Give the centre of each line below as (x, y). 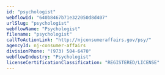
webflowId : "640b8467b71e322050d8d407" (57, 18)
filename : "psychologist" (39, 34)
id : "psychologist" (31, 12)
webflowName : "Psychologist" (43, 29)
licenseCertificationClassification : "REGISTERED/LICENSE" (83, 62)
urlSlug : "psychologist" (38, 23)
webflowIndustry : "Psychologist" (49, 57)
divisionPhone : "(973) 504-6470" (49, 51)
